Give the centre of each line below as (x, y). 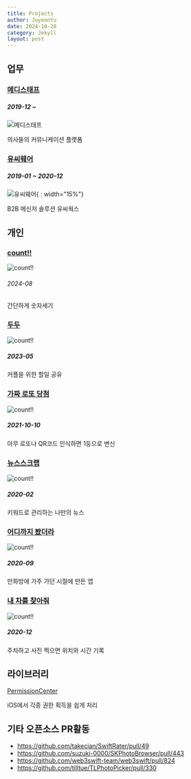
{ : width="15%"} (60, 194)
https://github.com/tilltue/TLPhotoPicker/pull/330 (87, 768)
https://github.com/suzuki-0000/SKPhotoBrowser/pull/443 (100, 754)
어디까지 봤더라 (31, 532)
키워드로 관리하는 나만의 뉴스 (46, 512)
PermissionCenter (33, 691)
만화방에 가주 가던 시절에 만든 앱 (50, 581)
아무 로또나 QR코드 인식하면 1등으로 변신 (61, 443)
